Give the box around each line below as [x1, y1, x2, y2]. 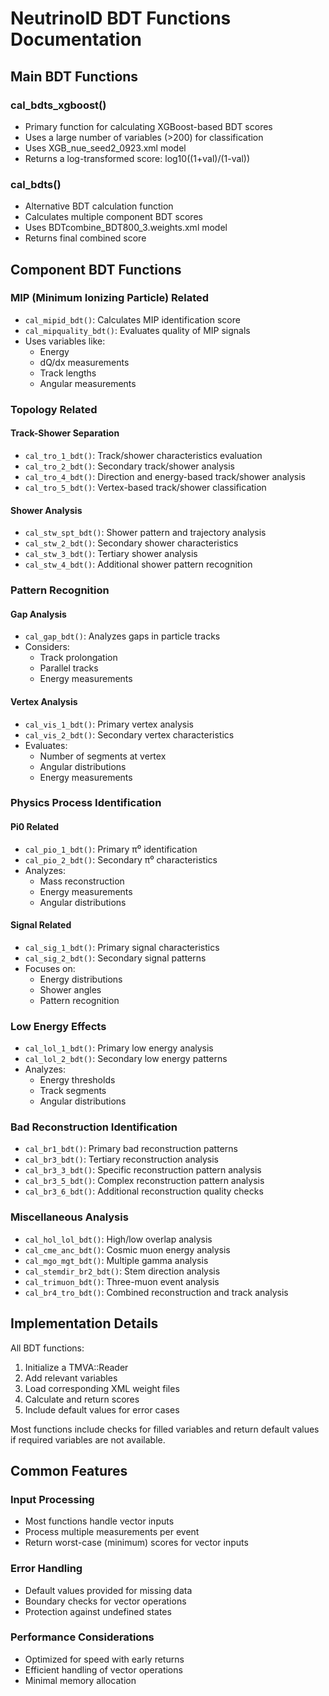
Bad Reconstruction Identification [10, 1120, 178, 1134]
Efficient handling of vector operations [24, 1663, 183, 1676]
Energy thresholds [39, 1074, 116, 1086]
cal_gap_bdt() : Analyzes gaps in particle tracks [24, 630, 221, 642]
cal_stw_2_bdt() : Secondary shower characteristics [24, 537, 239, 549]
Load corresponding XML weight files [24, 1382, 180, 1394]
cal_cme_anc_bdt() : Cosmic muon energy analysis [24, 1243, 231, 1256]
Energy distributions [39, 973, 123, 985]
